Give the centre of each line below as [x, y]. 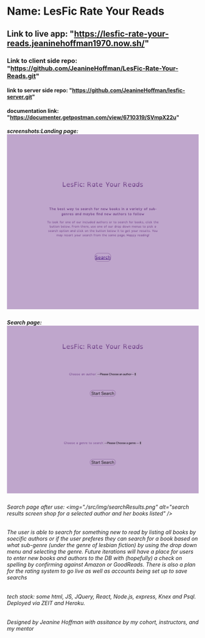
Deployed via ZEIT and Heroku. [46, 603]
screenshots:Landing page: [43, 131]
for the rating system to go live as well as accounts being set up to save [97, 571]
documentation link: [33, 110]
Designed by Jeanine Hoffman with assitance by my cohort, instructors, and [103, 622]
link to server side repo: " [40, 90]
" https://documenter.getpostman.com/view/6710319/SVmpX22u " [93, 117]
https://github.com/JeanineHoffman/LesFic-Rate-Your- [95, 68]
